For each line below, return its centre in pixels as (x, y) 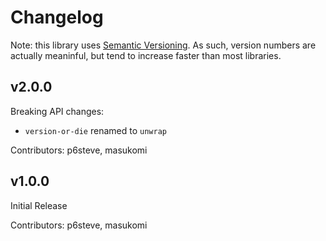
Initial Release (39, 205)
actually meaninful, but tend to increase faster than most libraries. (146, 55)
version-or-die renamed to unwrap (95, 130)
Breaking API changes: (57, 111)
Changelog (57, 17)
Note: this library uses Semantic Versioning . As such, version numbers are (163, 45)
